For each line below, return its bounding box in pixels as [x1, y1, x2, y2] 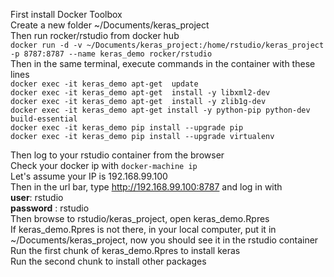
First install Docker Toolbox [10, 9, 123, 20]
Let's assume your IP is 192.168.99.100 [10, 170, 168, 182]
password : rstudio [10, 202, 90, 214]
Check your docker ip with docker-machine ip [10, 160, 198, 171]
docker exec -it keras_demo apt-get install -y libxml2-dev [10, 88, 271, 98]
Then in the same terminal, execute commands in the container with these [10, 58, 316, 69]
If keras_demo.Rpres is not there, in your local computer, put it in [10, 224, 277, 235]
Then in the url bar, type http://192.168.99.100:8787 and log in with [10, 181, 283, 193]
